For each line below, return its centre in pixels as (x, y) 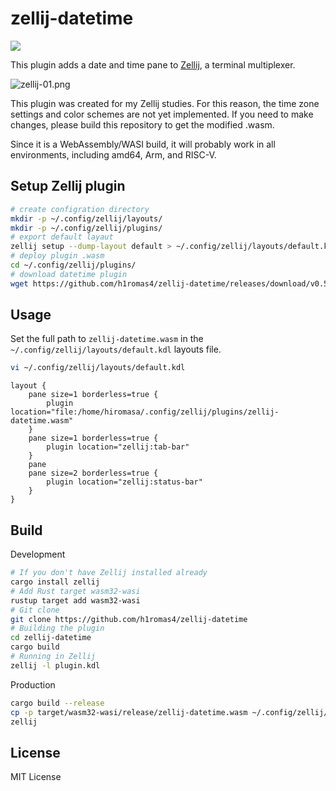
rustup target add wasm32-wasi (75, 600)
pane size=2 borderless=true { (93, 473)
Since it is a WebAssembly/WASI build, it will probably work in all (143, 144)
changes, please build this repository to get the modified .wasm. (142, 124)
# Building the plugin (57, 628)
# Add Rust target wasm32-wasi (75, 591)
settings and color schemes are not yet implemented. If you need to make (162, 114)
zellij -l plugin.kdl (55, 665)
